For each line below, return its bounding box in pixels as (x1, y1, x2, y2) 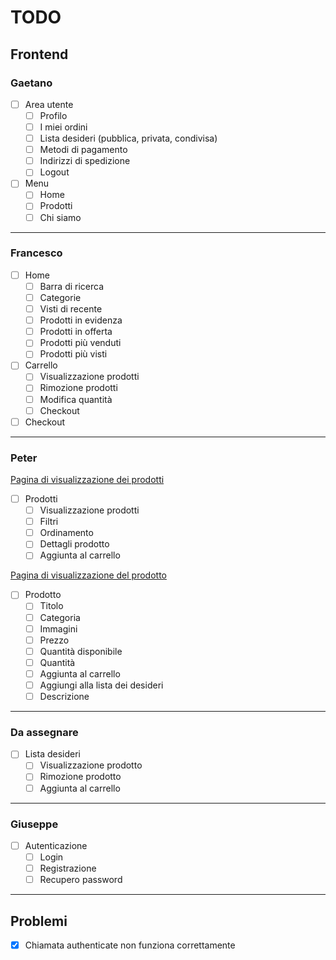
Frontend (10, 46, 69, 63)
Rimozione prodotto (39, 771, 122, 783)
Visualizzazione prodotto (39, 759, 143, 771)
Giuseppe (10, 817, 59, 831)
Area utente (24, 98, 74, 110)
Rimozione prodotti (39, 382, 118, 394)
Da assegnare (10, 725, 79, 739)
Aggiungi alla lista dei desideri (39, 679, 164, 691)
